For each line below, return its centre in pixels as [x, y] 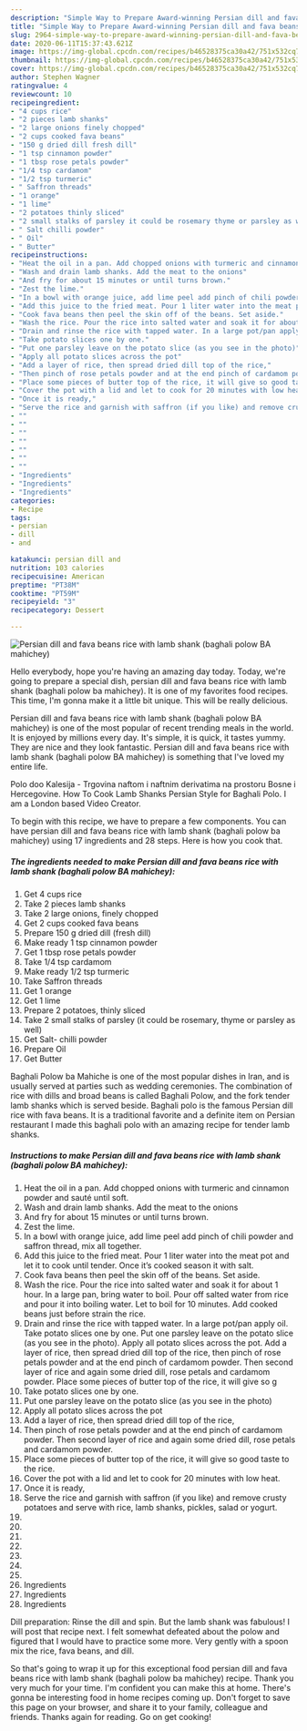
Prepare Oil [45, 1049]
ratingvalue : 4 [39, 86]
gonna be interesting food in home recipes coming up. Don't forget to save [150, 1697]
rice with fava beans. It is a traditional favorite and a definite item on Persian [153, 1115]
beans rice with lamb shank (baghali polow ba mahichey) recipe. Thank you [152, 1678]
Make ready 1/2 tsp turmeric [77, 971]
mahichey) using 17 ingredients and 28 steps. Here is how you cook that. [147, 840]
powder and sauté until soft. [76, 1197]
